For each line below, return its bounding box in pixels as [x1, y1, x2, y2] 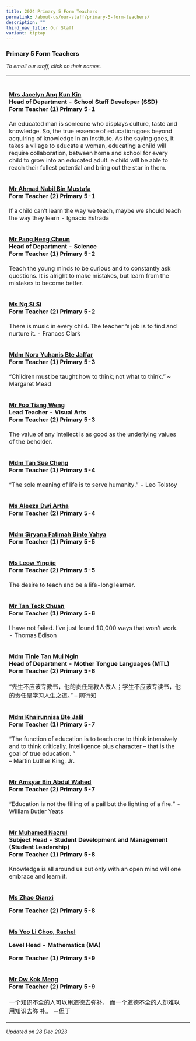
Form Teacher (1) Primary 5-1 [9, 105, 96, 113]
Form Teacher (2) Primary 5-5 [9, 566, 96, 575]
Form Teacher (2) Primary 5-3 [9, 416, 96, 424]
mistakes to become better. [9, 279, 84, 287]
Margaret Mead [9, 380, 51, 388]
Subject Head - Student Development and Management [9, 836, 168, 844]
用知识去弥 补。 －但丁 [9, 1007, 71, 1015]
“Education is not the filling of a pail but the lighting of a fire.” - [9, 800, 181, 808]
